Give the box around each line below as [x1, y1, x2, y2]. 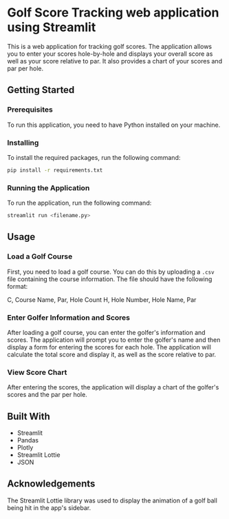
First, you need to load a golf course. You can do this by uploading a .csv [7, 267, 215, 276]
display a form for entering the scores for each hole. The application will [7, 343, 212, 351]
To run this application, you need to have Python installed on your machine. [7, 121, 221, 129]
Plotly [17, 443, 34, 452]
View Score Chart [7, 367, 67, 377]
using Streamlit [7, 19, 96, 35]
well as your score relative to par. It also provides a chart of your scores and [7, 57, 222, 65]
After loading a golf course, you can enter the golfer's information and [7, 328, 206, 336]
